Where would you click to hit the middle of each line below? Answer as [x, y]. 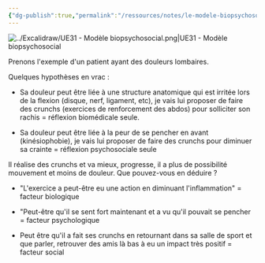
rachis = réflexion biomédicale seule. [80, 117]
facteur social [42, 252]
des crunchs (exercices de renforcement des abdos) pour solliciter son [135, 109]
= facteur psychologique [60, 220]
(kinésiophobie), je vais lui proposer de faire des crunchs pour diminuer [136, 141]
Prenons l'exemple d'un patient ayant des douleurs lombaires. [108, 61]
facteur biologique [49, 196]
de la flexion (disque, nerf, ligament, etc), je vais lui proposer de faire [131, 100]
